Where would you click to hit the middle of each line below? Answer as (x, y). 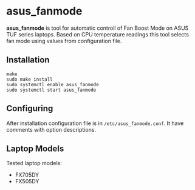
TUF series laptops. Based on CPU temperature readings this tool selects (98, 34)
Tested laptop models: (34, 163)
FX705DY (27, 175)
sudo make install (29, 79)
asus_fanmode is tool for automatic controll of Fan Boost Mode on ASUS (97, 28)
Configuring (30, 108)
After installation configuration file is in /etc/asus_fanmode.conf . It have (95, 123)
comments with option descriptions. (51, 129)
